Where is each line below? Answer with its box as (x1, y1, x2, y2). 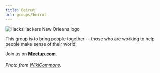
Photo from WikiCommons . (5, 62, 62, 68)
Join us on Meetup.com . (5, 51, 57, 57)
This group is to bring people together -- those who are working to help (5, 36, 155, 42)
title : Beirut (5, 7, 36, 13)
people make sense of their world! (5, 41, 77, 47)
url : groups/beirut (5, 12, 47, 17)
